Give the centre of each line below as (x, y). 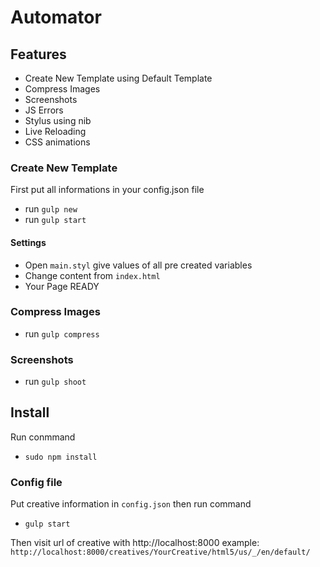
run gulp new (51, 209)
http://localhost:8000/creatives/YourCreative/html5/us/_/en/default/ (160, 552)
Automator (56, 17)
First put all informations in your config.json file (107, 190)
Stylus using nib (58, 120)
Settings (28, 242)
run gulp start (55, 220)
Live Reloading (55, 131)
